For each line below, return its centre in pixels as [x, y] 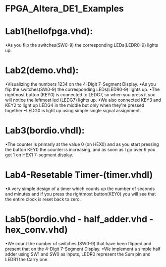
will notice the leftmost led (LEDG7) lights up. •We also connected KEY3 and [83, 100]
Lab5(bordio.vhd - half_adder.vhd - [79, 219]
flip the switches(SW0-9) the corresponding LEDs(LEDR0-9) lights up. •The [83, 89]
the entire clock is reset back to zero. [43, 199]
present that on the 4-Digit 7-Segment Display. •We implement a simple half [83, 249]
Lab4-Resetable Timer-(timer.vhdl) [79, 175]
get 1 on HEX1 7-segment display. [39, 155]
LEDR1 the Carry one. [27, 259]
